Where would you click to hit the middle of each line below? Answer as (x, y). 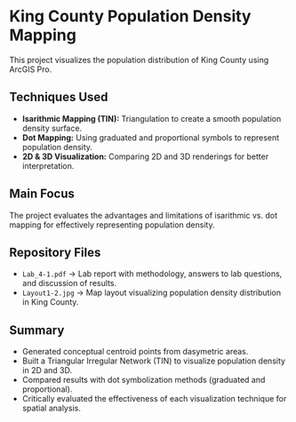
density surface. (52, 128)
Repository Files (55, 252)
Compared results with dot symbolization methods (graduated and (144, 380)
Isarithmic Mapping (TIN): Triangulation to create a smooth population (152, 118)
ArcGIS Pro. (31, 69)
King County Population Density (130, 16)
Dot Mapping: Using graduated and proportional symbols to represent (151, 137)
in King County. (50, 302)
